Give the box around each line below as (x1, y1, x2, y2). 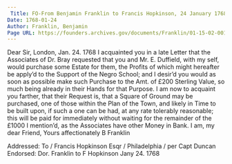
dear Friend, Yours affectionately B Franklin (7, 129, 130, 137)
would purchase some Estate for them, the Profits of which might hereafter (7, 63, 220, 71)
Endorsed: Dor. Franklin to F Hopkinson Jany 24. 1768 (7, 150, 160, 158)
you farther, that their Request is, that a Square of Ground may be (7, 92, 193, 101)
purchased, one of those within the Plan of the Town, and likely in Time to (7, 99, 216, 107)
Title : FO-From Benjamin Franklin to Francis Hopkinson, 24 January (10, 10, 212, 17)
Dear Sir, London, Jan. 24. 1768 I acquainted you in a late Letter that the (7, 48, 211, 57)
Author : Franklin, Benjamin (7, 23, 88, 30)
